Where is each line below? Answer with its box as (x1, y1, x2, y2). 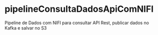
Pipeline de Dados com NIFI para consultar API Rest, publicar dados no (4, 20, 149, 26)
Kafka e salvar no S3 (4, 25, 47, 31)
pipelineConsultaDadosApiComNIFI (4, 3, 154, 15)
